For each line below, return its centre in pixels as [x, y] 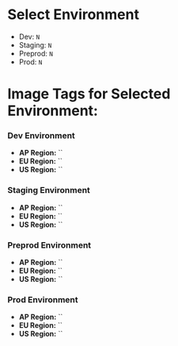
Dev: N [29, 37]
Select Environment [74, 15]
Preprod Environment [49, 245]
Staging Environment [49, 190]
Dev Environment [42, 136]
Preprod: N [36, 53]
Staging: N [35, 44]
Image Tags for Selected [89, 94]
